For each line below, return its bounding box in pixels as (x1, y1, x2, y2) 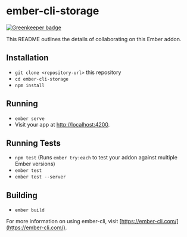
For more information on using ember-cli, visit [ (6, 218, 122, 225)
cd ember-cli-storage (14, 76, 68, 82)
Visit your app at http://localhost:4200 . (14, 121, 110, 128)
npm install (14, 82, 45, 88)
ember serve (14, 115, 45, 122)
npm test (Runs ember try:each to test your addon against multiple (14, 154, 177, 161)
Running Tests (6, 138, 61, 148)
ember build (14, 207, 45, 213)
